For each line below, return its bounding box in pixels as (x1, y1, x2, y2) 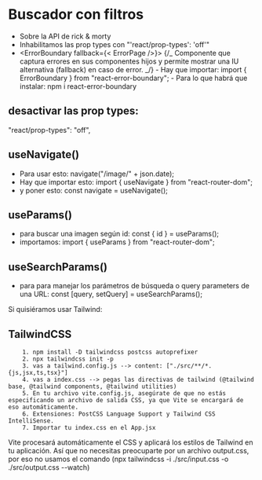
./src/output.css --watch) (8, 463, 90, 472)
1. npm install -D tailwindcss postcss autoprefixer (22, 348, 198, 356)
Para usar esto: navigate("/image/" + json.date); (19, 169, 175, 178)
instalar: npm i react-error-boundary (19, 81, 137, 91)
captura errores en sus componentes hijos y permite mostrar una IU (19, 57, 239, 66)
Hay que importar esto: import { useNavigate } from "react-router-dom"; (19, 177, 253, 186)
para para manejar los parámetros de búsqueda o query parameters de (19, 281, 249, 291)
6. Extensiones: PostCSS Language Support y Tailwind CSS (22, 410, 216, 418)
